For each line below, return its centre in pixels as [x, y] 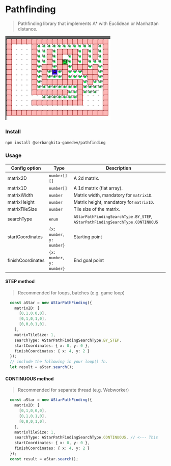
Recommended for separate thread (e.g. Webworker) [73, 390]
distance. [27, 29]
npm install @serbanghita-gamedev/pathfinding [55, 143]
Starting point [88, 237]
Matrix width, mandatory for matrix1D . [113, 195]
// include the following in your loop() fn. [59, 362]
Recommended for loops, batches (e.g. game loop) [71, 293]
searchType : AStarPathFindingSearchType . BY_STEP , [68, 340]
